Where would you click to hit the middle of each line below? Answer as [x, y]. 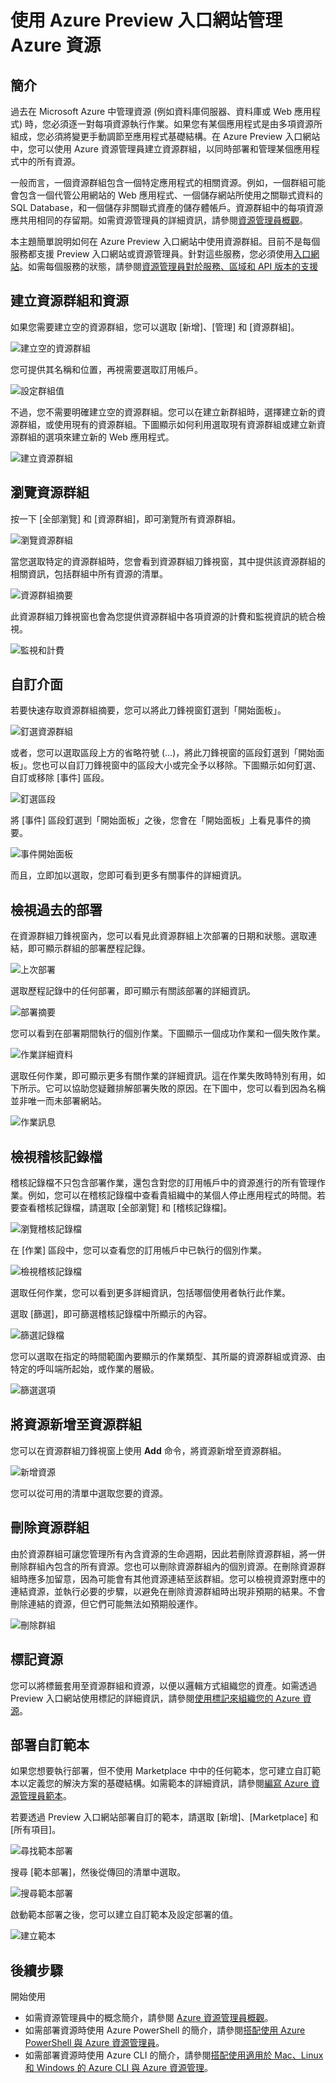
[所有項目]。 [36, 1830]
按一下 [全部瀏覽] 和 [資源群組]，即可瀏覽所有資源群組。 [126, 518]
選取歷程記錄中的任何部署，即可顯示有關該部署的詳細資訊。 [133, 991]
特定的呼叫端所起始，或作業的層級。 [85, 1369]
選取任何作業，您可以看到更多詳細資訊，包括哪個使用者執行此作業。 [150, 1293]
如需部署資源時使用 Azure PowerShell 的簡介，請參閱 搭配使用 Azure [165, 2030]
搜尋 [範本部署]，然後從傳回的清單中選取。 [98, 1872]
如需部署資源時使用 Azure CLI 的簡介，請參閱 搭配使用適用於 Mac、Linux [174, 2055]
